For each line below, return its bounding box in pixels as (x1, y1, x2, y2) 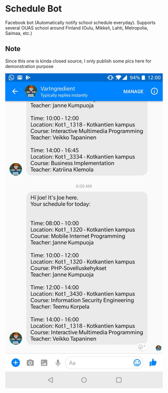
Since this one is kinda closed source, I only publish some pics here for (5, 58, 151, 64)
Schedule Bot (5, 3, 62, 14)
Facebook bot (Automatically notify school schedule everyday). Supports (5, 19, 156, 25)
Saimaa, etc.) (5, 30, 32, 36)
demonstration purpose (5, 63, 54, 69)
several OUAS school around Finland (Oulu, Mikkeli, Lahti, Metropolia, (5, 24, 148, 30)
